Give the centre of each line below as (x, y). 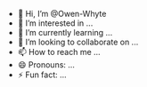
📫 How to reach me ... (59, 52)
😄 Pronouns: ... (46, 65)
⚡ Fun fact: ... (42, 75)
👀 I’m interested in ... (55, 23)
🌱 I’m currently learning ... (65, 32)
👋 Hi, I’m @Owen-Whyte (62, 14)
